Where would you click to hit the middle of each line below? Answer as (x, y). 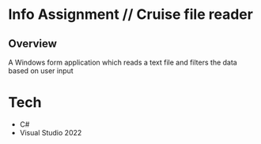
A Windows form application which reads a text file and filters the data (123, 62)
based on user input (41, 71)
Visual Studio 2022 (51, 132)
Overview (33, 44)
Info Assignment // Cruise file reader (130, 15)
